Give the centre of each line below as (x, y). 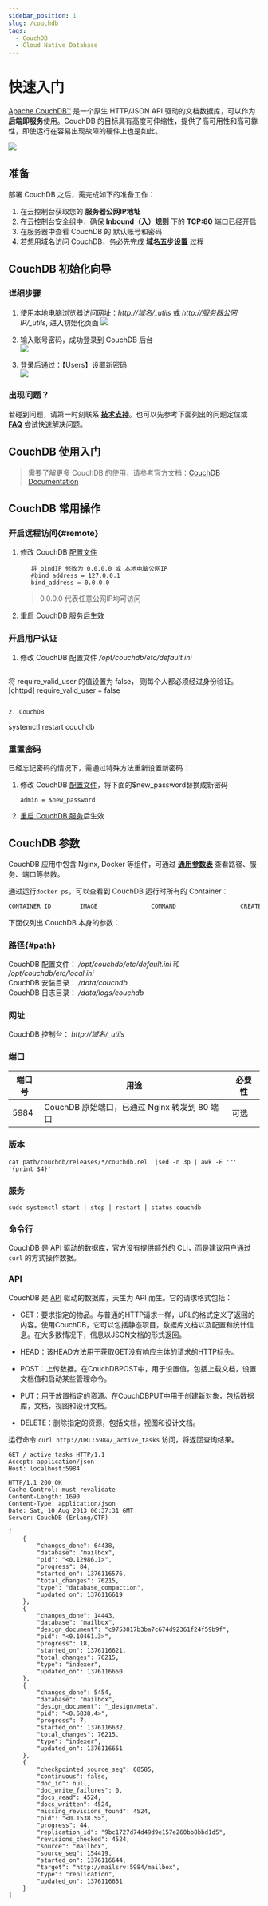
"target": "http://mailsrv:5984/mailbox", (108, 1867)
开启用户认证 (33, 639)
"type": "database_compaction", (91, 1587)
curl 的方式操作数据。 (45, 1258)
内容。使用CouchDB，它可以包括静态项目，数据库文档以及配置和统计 (133, 1324)
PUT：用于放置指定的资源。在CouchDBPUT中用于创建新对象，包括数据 (137, 1395)
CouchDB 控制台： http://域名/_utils (67, 1034)
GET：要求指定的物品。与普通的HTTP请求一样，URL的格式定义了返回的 (137, 1315)
